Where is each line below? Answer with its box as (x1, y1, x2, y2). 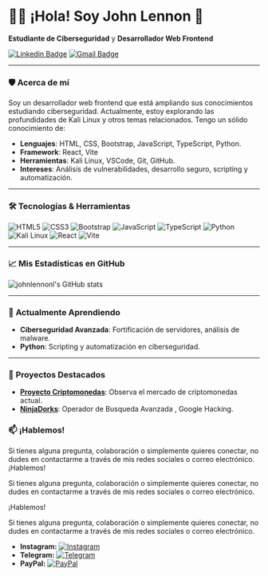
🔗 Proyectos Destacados (8, 369, 106, 381)
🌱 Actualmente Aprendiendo (8, 306, 121, 318)
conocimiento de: (8, 124, 66, 133)
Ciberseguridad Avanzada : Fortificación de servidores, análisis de (19, 325, 240, 334)
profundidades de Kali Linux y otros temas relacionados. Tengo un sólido (8, 115, 248, 124)
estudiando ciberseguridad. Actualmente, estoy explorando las (8, 107, 215, 116)
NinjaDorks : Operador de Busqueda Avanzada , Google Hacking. (19, 404, 234, 414)
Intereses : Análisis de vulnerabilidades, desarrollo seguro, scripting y (19, 164, 249, 174)
